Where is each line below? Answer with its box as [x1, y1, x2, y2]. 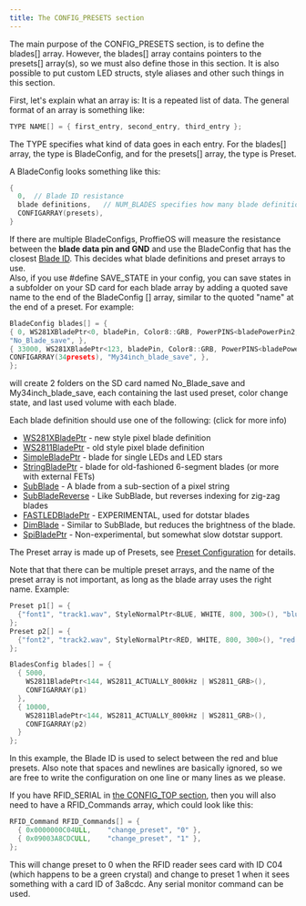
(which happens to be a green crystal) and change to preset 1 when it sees [9, 869, 290, 880]
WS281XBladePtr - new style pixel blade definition [22, 433, 211, 443]
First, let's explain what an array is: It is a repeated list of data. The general [9, 95, 290, 106]
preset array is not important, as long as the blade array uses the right [9, 575, 272, 585]
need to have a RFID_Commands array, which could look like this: [9, 799, 254, 810]
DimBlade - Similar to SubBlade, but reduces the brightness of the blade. [22, 520, 296, 531]
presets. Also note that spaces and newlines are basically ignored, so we [9, 762, 283, 774]
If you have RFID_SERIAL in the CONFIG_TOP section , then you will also [9, 789, 276, 801]
